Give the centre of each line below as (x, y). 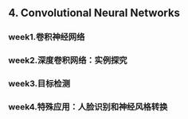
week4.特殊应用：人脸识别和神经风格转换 (88, 107)
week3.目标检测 (39, 84)
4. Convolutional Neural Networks (94, 13)
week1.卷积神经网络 (47, 37)
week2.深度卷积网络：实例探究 (68, 60)
